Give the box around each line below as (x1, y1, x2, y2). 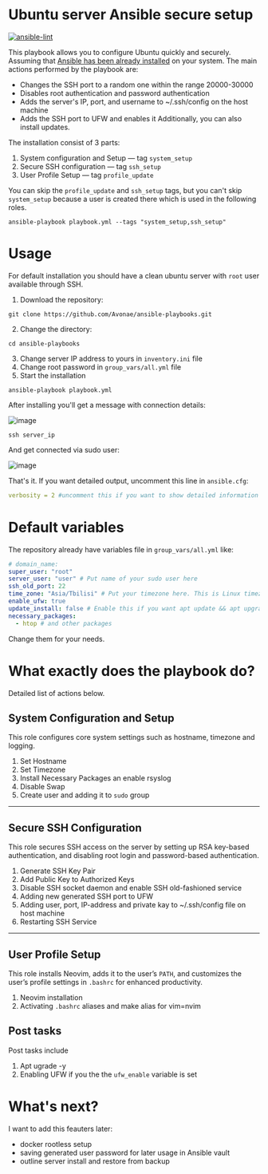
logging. (8, 741, 36, 751)
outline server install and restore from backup (19, 1156, 170, 1166)
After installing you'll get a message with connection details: (8, 400, 206, 409)
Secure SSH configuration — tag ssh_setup (19, 161, 161, 171)
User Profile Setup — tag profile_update (19, 170, 154, 180)
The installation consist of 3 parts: (8, 137, 120, 147)
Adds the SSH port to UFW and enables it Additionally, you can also (19, 113, 242, 123)
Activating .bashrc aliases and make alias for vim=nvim (19, 1001, 202, 1010)
